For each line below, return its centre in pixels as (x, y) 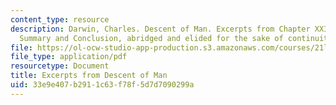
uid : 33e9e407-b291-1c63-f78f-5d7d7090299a (102, 85)
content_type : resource (60, 19)
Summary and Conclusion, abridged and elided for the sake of (151, 38)
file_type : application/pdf (69, 57)
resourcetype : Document (60, 66)
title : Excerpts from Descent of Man (89, 76)
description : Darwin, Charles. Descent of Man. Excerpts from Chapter (160, 29)
